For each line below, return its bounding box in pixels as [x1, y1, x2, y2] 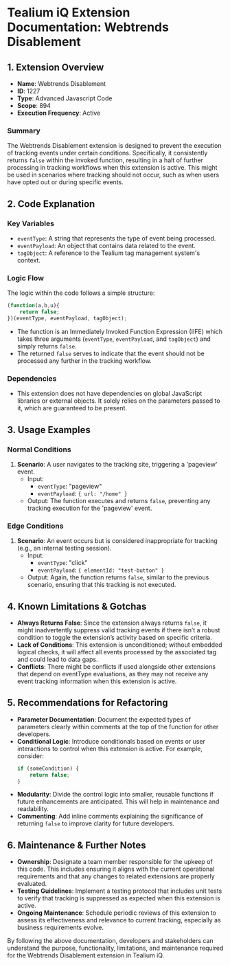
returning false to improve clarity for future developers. [16, 819, 175, 828]
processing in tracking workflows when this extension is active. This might [7, 164, 218, 172]
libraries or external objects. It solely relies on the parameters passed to [16, 397, 221, 405]
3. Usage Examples [7, 424, 91, 436]
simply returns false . [16, 342, 77, 350]
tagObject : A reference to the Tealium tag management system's [16, 249, 200, 257]
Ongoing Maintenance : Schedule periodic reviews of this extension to [16, 909, 216, 917]
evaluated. [16, 880, 47, 888]
